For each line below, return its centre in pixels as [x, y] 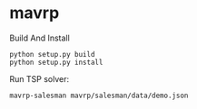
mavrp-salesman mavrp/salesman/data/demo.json [99, 95]
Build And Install [39, 38]
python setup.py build [52, 54]
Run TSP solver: [39, 78]
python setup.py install [56, 62]
